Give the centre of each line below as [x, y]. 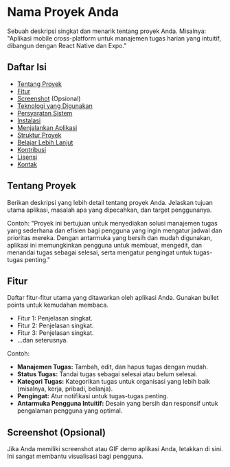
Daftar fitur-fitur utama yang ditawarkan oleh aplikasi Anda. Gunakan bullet [113, 298]
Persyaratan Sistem [45, 113]
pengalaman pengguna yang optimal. [70, 411]
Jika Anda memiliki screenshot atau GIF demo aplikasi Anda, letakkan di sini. [115, 449]
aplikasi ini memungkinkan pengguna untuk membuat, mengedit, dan [105, 245]
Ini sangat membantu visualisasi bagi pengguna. [75, 456]
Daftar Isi [27, 67]
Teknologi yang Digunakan [55, 106]
